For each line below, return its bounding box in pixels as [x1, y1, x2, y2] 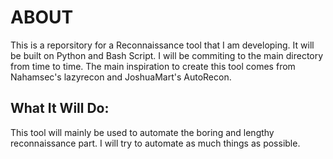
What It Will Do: [10, 100, 110, 117]
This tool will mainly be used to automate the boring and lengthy [10, 126, 275, 138]
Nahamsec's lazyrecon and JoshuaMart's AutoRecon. [10, 71, 232, 83]
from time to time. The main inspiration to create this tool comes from [10, 60, 296, 72]
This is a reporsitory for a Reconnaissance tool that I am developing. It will [10, 39, 315, 51]
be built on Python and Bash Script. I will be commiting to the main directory [10, 49, 324, 61]
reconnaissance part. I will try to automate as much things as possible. [10, 137, 301, 149]
